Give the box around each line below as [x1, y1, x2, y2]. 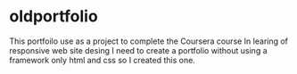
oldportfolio [9, 6, 98, 27]
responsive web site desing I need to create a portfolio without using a [9, 45, 268, 55]
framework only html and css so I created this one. [9, 54, 196, 65]
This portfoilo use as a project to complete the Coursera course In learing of [9, 36, 288, 46]
